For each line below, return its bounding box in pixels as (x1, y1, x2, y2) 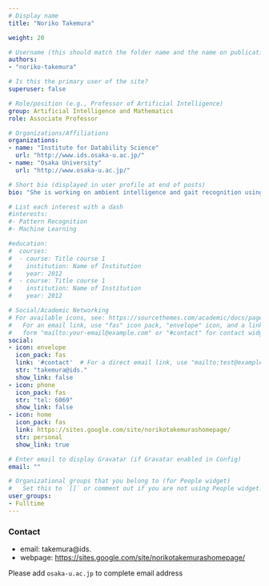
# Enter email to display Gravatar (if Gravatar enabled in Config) (8, 455, 242, 463)
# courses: (8, 246, 48, 255)
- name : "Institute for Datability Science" (8, 144, 159, 153)
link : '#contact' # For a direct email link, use (15, 359, 188, 367)
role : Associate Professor (8, 114, 98, 123)
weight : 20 (8, 34, 45, 42)
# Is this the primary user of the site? (8, 78, 149, 86)
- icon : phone (8, 380, 56, 389)
